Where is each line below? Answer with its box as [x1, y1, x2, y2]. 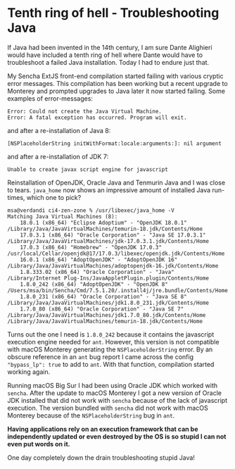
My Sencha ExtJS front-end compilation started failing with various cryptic [7, 72, 224, 80]
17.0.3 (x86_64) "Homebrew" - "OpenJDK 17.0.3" [20, 244, 162, 251]
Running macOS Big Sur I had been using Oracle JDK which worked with [7, 381, 218, 389]
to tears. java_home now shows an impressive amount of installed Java [7, 185, 211, 194]
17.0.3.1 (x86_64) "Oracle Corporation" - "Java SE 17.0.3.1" [20, 231, 206, 239]
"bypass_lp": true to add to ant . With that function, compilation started [7, 360, 215, 368]
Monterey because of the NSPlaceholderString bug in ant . [7, 411, 175, 420]
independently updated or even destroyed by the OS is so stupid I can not [7, 432, 227, 441]
